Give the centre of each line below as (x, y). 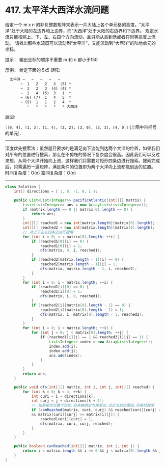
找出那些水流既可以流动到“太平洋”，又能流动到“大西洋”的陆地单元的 (87, 43)
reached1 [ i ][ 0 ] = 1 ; (61, 292)
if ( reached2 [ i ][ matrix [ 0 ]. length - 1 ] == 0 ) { (81, 305)
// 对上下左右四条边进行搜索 (48, 232)
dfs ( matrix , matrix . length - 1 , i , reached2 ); (89, 269)
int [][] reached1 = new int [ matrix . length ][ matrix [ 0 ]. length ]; (89, 223)
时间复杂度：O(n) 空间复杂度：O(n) (41, 173)
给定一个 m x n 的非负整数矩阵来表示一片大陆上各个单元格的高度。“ (73, 25)
